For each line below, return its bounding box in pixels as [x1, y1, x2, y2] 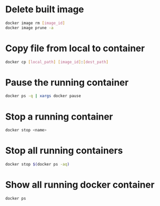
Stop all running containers [5, 145, 123, 156]
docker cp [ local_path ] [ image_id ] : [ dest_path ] [5, 59, 109, 64]
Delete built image [5, 4, 84, 15]
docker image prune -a [5, 25, 54, 30]
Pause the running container [5, 77, 129, 88]
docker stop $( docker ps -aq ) [5, 162, 70, 167]
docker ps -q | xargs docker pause [5, 94, 81, 99]
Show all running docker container [5, 179, 155, 191]
